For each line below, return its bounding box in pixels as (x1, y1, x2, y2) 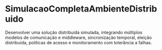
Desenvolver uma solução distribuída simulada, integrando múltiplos (5, 29, 142, 35)
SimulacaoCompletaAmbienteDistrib (5, 3, 157, 14)
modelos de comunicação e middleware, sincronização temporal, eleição (5, 35, 152, 40)
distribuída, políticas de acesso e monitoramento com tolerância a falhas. (5, 39, 152, 45)
